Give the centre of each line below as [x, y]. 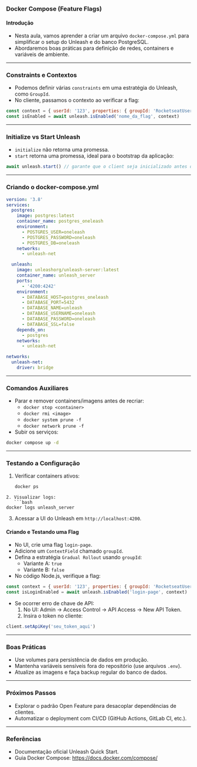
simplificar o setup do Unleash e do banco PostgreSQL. [81, 42]
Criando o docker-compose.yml [52, 188]
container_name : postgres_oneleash [60, 221]
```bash [23, 503]
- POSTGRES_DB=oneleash [51, 243]
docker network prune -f [54, 427]
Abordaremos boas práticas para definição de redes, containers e [94, 48]
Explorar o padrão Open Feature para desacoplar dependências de [96, 705]
